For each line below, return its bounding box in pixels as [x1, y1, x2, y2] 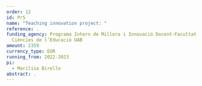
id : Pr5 [6, 15, 26, 21]
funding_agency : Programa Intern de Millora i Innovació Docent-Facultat [6, 31, 197, 38]
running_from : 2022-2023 [6, 54, 69, 60]
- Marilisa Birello [12, 65, 61, 71]
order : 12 [6, 8, 32, 15]
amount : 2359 [6, 43, 39, 49]
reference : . [6, 25, 39, 32]
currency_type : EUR [6, 48, 56, 55]
